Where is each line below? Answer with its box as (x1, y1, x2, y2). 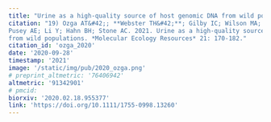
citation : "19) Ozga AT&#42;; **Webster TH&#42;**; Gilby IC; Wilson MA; (8, 19, 262, 27)
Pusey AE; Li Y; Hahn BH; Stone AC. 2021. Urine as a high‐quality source (8, 26, 265, 35)
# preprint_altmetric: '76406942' (8, 71, 125, 79)
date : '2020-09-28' (8, 49, 74, 57)
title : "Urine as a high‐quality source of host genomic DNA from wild (8, 11, 254, 20)
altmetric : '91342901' (8, 79, 85, 87)
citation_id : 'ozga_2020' (8, 42, 95, 50)
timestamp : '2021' (8, 57, 70, 65)
